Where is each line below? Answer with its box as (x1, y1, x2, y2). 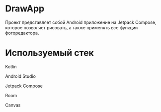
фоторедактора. (5, 30, 39, 36)
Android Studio (5, 73, 36, 79)
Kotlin (5, 63, 17, 69)
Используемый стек (5, 48, 94, 58)
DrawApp (5, 3, 45, 14)
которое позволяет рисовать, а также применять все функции (5, 24, 138, 30)
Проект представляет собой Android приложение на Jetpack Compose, (5, 19, 157, 25)
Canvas (5, 102, 21, 108)
